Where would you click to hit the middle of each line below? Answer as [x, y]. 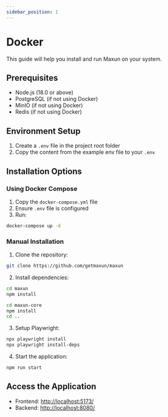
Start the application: [41, 357]
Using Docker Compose [42, 188]
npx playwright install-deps [43, 345]
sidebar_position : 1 [32, 12]
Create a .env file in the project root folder [67, 146]
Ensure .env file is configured [52, 208]
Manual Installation [35, 241]
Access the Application [51, 387]
